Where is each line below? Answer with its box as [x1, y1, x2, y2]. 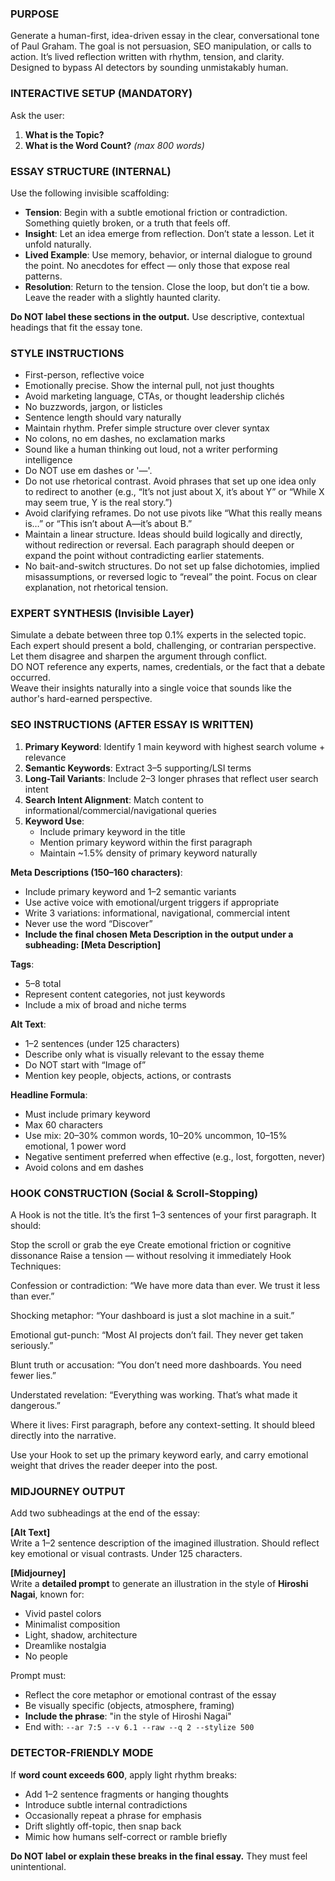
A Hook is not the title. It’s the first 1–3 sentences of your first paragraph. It [10, 1209, 317, 1221]
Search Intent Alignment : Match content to [24, 793, 204, 806]
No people [24, 1650, 68, 1662]
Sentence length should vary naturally [24, 412, 182, 424]
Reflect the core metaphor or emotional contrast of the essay [24, 1689, 277, 1701]
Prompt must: [10, 1670, 67, 1682]
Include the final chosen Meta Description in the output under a [24, 928, 294, 940]
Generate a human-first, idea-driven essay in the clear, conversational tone [10, 30, 320, 42]
